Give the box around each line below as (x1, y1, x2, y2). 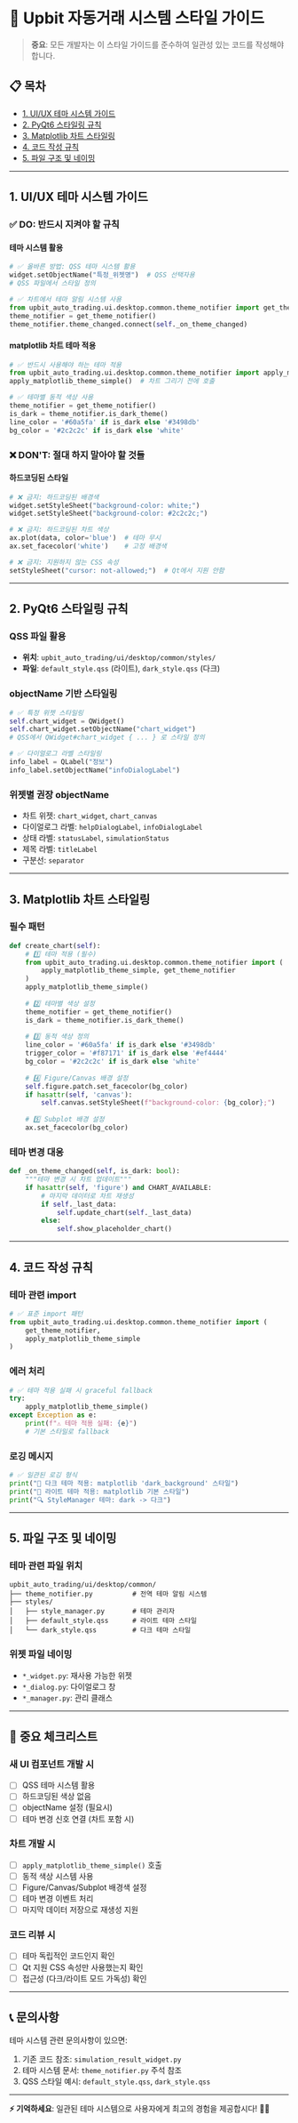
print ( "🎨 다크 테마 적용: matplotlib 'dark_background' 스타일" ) (9, 1479, 239, 1488)
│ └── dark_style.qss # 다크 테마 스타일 (9, 1626, 192, 1635)
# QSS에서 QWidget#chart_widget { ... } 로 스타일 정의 (9, 733, 206, 743)
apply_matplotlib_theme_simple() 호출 (21, 1860, 162, 1870)
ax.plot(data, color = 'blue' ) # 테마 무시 (9, 534, 161, 543)
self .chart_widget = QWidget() (9, 717, 125, 726)
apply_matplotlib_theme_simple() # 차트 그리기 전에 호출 (9, 377, 216, 386)
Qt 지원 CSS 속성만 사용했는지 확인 (21, 1962, 144, 1973)
